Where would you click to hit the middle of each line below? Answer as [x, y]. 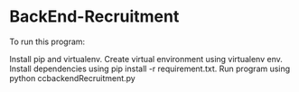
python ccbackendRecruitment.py [72, 78]
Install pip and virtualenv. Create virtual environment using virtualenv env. [146, 59]
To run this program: [47, 41]
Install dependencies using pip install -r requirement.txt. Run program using [150, 69]
